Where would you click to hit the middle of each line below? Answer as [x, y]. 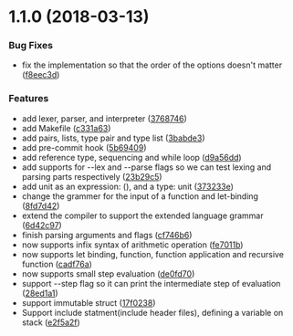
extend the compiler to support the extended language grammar [142, 215]
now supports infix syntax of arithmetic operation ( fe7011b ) [132, 245]
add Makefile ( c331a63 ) [66, 128]
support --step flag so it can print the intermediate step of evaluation [151, 283]
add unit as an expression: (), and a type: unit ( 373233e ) [128, 186]
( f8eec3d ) [41, 75]
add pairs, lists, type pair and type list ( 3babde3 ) [113, 138]
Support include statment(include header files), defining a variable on [152, 312]
